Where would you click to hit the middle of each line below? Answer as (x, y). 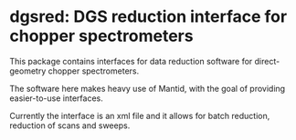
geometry (28, 71)
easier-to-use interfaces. (56, 98)
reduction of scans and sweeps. (70, 125)
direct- (267, 61)
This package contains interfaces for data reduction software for (131, 61)
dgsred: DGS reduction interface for (148, 17)
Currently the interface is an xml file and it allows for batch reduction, (140, 115)
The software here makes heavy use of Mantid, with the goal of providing (148, 88)
